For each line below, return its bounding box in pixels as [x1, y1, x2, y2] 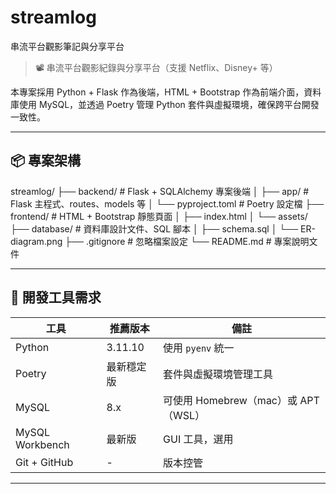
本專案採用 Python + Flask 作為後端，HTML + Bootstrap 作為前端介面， [10, 86, 305, 98]
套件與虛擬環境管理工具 [163, 367, 274, 381]
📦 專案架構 [10, 152, 82, 170]
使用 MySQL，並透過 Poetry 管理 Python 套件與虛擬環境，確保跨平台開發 [18, 98, 320, 110]
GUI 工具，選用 [163, 432, 234, 446]
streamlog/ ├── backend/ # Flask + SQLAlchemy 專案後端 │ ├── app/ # [10, 185, 310, 197]
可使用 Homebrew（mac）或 [163, 393, 298, 407]
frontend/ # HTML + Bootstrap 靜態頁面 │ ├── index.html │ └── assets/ [10, 210, 308, 222]
